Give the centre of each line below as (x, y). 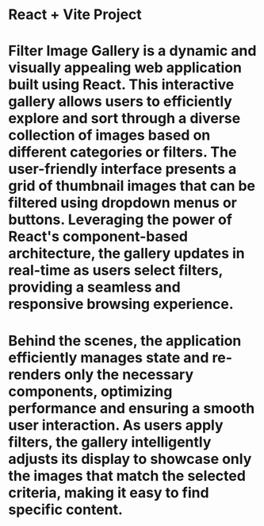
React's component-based (98, 237)
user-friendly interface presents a (122, 169)
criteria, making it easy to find (109, 492)
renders (35, 374)
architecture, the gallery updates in (126, 254)
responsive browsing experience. (121, 304)
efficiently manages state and (109, 357)
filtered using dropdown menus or (123, 203)
